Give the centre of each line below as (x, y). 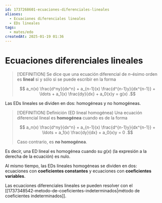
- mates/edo (22, 32)
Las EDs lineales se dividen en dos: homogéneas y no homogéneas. (73, 103)
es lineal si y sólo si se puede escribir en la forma (66, 79)
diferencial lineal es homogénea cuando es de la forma (72, 118)
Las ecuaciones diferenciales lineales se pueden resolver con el (69, 186)
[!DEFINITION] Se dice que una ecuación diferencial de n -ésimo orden (87, 74)
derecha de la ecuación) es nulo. (38, 156)
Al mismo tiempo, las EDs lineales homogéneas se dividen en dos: (71, 166)
